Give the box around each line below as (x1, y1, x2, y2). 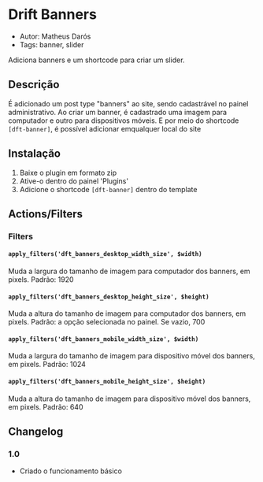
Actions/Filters (8, 207, 83, 221)
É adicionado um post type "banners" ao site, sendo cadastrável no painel (8, 98, 249, 108)
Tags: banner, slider (19, 39, 84, 49)
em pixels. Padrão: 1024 (8, 360, 87, 369)
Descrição (8, 78, 60, 91)
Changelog (8, 425, 64, 439)
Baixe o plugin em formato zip (19, 168, 117, 177)
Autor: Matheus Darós (19, 32, 91, 41)
